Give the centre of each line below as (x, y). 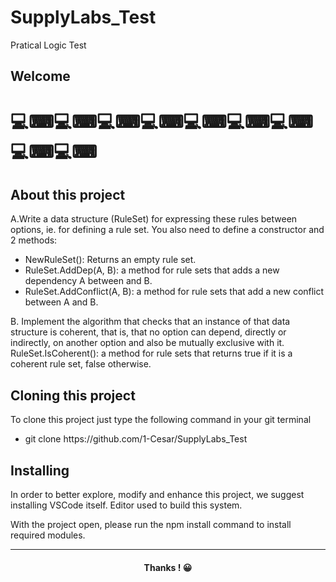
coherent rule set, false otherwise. (81, 364)
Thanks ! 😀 (168, 567)
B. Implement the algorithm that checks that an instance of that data (150, 322)
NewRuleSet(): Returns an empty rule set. (110, 260)
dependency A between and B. (88, 281)
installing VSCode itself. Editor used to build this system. (126, 505)
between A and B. (61, 302)
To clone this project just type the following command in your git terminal (161, 420)
